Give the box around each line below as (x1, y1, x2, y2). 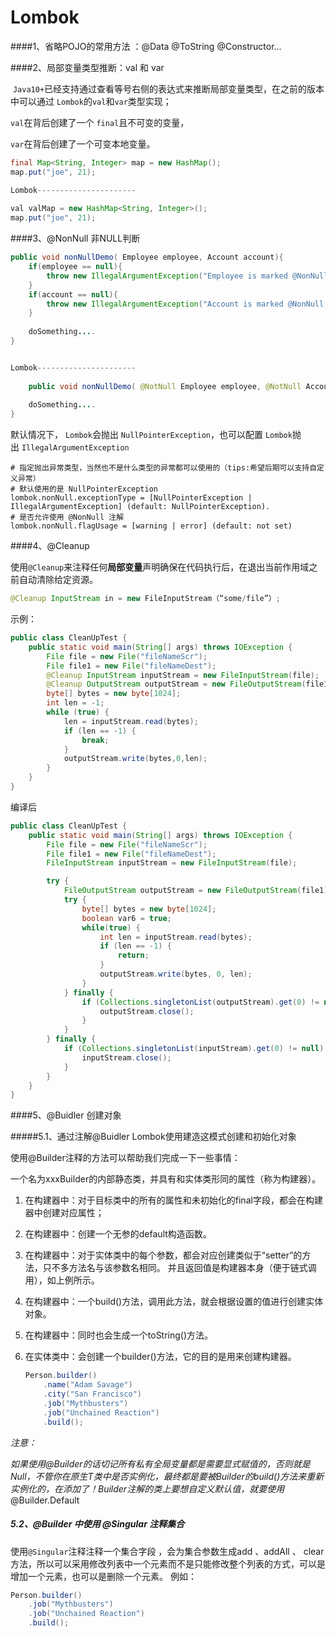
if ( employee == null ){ (28, 262, 123, 272)
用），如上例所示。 (24, 1274, 100, 1286)
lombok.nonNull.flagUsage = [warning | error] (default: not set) (10, 521, 293, 531)
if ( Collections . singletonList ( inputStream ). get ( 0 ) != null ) (63, 1044, 325, 1054)
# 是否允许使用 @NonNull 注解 (10, 512, 125, 523)
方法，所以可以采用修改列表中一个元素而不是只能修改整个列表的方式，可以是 (10, 1557, 326, 1570)
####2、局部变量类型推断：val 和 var (10, 61, 165, 73)
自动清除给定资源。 (18, 574, 98, 586)
